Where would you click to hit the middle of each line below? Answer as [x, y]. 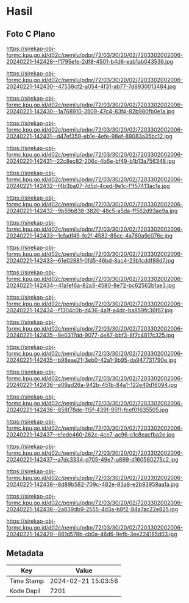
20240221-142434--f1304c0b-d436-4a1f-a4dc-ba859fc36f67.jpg [90, 310]
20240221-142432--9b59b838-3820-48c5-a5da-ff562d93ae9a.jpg [92, 211]
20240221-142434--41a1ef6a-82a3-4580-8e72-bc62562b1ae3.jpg [91, 285]
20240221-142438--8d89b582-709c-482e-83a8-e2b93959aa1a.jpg [93, 484]
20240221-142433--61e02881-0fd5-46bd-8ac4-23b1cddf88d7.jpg [91, 260]
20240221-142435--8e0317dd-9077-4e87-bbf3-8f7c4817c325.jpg [91, 335]
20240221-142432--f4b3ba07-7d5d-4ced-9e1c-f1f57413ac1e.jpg [88, 186]
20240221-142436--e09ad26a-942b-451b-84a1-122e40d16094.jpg [92, 385]
